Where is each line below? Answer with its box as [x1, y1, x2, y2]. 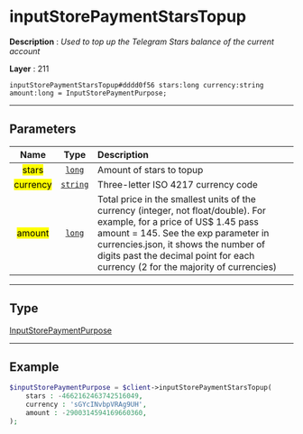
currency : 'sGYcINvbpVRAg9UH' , [25, 400, 147, 410]
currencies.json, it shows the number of [97, 237, 266, 250]
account [9, 45, 41, 56]
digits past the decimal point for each [97, 249, 255, 262]
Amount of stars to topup [97, 163, 204, 176]
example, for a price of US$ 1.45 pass [97, 215, 259, 227]
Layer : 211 [9, 63, 50, 74]
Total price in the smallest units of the [97, 192, 256, 205]
